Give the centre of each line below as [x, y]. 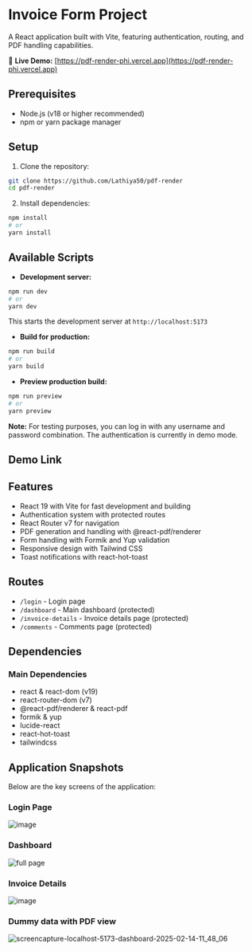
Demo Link [35, 460]
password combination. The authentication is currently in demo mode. [123, 434]
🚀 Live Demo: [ [33, 61]
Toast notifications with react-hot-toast [84, 556]
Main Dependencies [48, 674]
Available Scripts [51, 258]
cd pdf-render [32, 188]
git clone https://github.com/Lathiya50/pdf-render [95, 181]
